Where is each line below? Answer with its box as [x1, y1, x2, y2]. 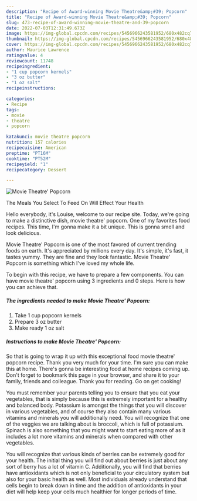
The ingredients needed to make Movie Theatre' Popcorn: [6, 297, 151, 304]
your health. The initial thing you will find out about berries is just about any [6, 457, 188, 464]
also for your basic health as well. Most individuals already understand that [6, 476, 187, 483]
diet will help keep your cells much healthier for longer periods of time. [6, 488, 177, 495]
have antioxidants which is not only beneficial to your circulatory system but [6, 469, 190, 477]
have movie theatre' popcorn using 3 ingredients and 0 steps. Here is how [6, 277, 185, 284]
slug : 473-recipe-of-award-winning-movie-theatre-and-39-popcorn [6, 19, 169, 25]
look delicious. [6, 230, 41, 237]
